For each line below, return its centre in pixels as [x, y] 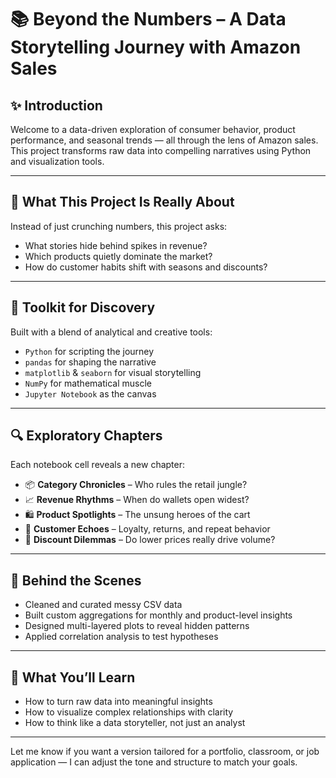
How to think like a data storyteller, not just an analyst [135, 723]
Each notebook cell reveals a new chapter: [98, 465]
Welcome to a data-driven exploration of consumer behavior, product [153, 129]
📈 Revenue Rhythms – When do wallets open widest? [137, 500]
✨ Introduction [56, 105]
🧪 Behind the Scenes [76, 580]
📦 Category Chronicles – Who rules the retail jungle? [136, 485]
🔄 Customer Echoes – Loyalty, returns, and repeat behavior [147, 529]
